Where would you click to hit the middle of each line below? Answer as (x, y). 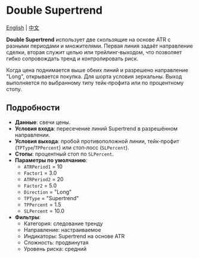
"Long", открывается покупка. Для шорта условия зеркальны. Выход (94, 76)
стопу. (14, 89)
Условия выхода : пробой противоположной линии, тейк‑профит (97, 141)
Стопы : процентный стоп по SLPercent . (64, 154)
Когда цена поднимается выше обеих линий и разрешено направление (97, 70)
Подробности (33, 108)
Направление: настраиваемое (62, 229)
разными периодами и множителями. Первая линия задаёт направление (100, 46)
